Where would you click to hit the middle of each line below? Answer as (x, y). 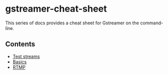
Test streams (26, 56)
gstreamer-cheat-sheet (56, 9)
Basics (20, 62)
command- (152, 23)
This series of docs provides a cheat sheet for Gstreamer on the (72, 23)
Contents (20, 44)
